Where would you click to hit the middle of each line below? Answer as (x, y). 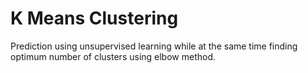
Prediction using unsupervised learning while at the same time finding (154, 46)
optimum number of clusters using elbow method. (113, 56)
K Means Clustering (94, 18)
